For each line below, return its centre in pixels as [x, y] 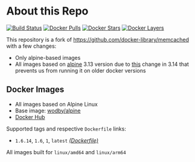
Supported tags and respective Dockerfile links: [66, 129]
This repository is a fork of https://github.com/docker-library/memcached [97, 39]
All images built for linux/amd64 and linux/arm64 [66, 152]
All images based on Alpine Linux [56, 104]
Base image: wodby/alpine [48, 111]
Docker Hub [30, 117]
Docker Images [35, 90]
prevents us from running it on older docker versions [80, 70]
